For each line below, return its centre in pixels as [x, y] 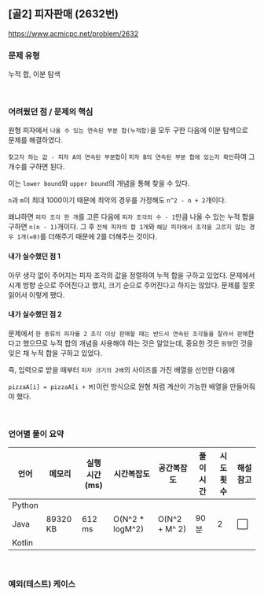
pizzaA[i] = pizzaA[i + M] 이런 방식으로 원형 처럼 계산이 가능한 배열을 [118, 386]
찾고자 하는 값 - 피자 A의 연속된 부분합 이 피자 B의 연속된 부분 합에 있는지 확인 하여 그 [132, 157]
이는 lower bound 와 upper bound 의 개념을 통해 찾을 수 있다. [99, 183]
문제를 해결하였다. [36, 140]
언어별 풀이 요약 [36, 434]
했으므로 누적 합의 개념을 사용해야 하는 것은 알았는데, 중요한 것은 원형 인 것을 [138, 343]
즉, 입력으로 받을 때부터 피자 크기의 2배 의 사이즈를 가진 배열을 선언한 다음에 [122, 369]
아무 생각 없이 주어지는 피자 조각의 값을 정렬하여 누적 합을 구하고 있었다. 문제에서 [132, 275]
